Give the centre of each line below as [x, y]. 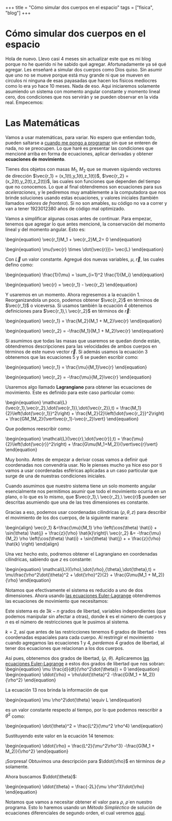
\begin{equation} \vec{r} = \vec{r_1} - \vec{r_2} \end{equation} [71, 284]
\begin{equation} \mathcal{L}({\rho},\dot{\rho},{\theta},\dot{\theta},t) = [81, 569]
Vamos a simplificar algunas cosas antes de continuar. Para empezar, [79, 218]
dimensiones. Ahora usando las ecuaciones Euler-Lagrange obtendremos [83, 596]
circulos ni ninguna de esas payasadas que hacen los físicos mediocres [81, 80]
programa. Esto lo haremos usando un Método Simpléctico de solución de [83, 808]
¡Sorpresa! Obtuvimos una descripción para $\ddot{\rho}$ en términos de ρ [85, 761]
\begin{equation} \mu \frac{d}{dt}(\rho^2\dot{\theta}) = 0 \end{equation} [83, 669]
